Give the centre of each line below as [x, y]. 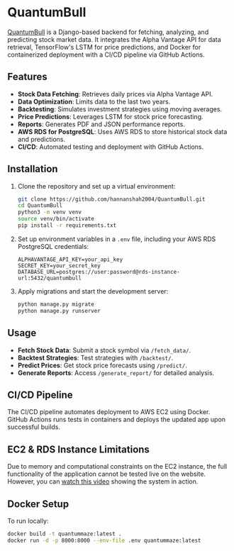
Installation [33, 169]
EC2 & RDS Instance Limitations [79, 449]
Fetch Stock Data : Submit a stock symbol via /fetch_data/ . [104, 350]
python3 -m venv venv [50, 212]
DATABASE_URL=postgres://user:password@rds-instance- [99, 272]
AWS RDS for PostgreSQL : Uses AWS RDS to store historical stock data [122, 131]
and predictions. [41, 139]
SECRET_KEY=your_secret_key [59, 266]
